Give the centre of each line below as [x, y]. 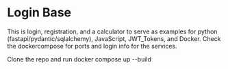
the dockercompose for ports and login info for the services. [92, 46]
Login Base [39, 13]
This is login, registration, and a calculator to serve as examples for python [112, 31]
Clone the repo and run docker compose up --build [79, 59]
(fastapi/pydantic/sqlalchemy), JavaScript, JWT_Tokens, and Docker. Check [114, 38]
